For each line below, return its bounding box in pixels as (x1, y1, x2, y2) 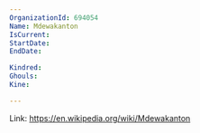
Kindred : (9, 63, 42, 72)
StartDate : (9, 38, 50, 48)
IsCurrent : (9, 30, 50, 39)
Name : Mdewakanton (9, 22, 78, 31)
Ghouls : (9, 71, 39, 81)
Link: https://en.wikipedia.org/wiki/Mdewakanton (9, 112, 191, 123)
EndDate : (9, 47, 42, 56)
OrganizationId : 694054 (9, 13, 99, 23)
